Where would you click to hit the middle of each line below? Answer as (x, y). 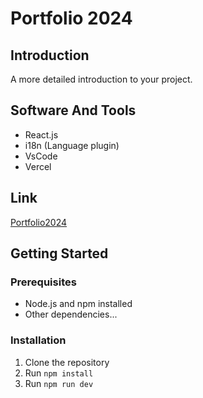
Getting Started (59, 253)
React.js (41, 134)
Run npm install (59, 373)
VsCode (41, 156)
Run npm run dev (59, 383)
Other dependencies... (71, 314)
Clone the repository (67, 362)
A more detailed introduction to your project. (101, 79)
